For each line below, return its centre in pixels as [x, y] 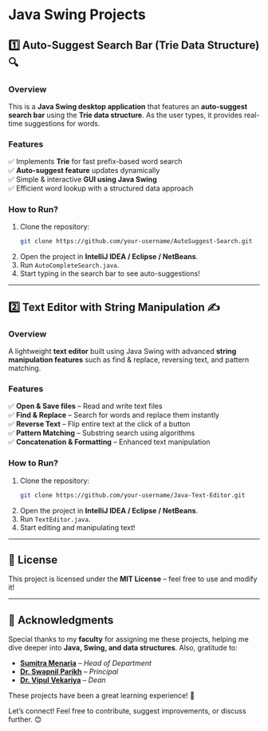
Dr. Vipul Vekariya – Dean [63, 680]
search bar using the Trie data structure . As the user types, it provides [125, 115]
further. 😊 [25, 720]
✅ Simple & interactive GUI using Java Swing [83, 179]
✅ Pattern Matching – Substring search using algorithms [102, 433]
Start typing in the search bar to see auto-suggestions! [110, 273]
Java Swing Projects [77, 15]
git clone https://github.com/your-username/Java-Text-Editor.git [132, 495]
